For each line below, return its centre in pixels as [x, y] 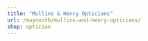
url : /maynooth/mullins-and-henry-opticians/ [74, 20]
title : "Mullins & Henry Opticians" [60, 14]
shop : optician [29, 26]
